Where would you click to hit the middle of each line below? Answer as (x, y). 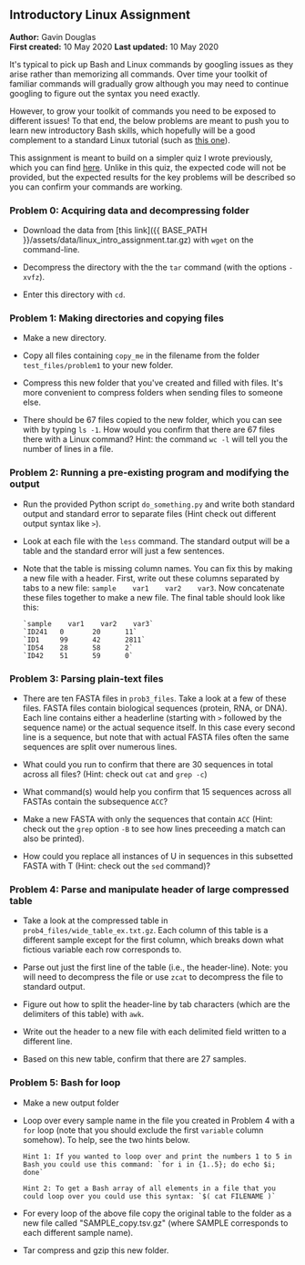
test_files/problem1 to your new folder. (98, 365)
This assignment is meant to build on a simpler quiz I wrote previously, (141, 158)
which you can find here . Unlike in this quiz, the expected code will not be (148, 167)
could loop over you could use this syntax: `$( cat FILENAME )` (149, 1196)
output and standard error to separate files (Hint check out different (149, 513)
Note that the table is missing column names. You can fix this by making (158, 568)
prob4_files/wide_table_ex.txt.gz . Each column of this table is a (145, 931)
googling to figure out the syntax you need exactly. (105, 93)
